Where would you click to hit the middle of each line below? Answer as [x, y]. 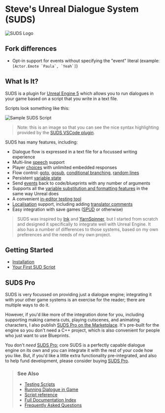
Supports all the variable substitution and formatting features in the [80, 188]
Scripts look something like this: [37, 108]
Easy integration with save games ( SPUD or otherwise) [68, 209]
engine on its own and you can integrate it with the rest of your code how [79, 350]
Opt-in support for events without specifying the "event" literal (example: [86, 61]
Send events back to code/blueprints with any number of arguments [81, 183]
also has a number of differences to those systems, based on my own [88, 229]
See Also [28, 374]
